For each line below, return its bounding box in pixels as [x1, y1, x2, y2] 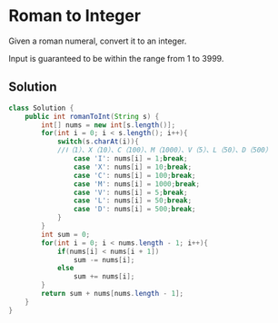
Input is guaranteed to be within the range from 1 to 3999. [8, 53, 224, 64]
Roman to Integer [8, 5, 142, 26]
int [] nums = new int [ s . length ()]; [41, 120, 176, 130]
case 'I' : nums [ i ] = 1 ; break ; [73, 154, 188, 163]
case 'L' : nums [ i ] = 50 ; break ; [73, 196, 193, 205]
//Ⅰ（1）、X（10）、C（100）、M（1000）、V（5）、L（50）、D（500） [56, 146, 273, 155]
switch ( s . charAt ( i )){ [56, 137, 140, 146]
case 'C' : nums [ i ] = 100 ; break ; [73, 171, 196, 180]
